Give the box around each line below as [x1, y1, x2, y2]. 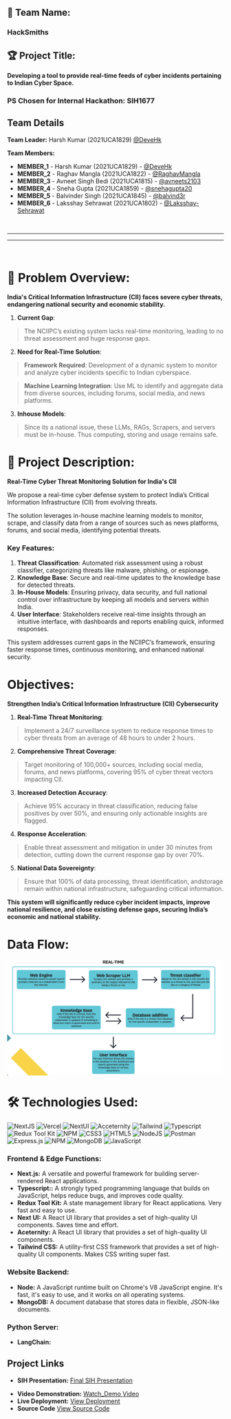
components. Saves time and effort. [16, 1221, 119, 1229]
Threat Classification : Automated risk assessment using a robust [16, 559, 203, 567]
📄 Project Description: [7, 454, 135, 470]
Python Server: [7, 1322, 59, 1331]
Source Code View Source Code [16, 1404, 110, 1412]
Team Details [7, 117, 65, 129]
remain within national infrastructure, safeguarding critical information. [23, 884, 224, 893]
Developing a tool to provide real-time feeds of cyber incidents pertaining [7, 72, 221, 80]
